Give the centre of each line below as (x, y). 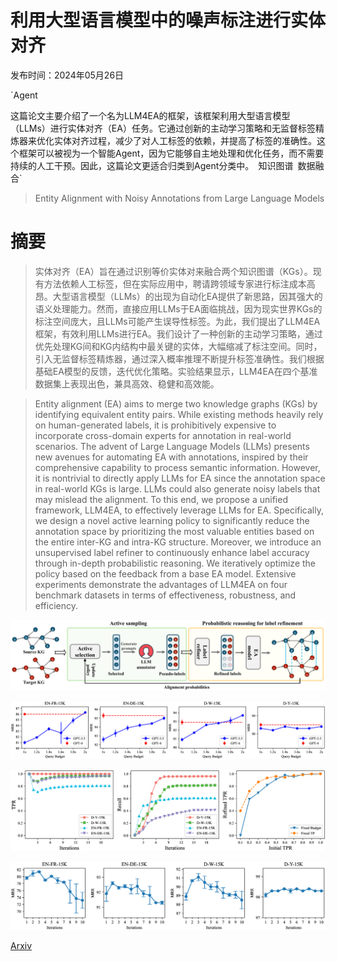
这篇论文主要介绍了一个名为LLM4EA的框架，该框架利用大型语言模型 (150, 115)
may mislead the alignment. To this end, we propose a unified (161, 499)
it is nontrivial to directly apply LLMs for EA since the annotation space (180, 478)
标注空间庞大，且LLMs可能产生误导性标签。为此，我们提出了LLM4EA (177, 321)
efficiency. (56, 605)
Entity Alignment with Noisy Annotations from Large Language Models (179, 198)
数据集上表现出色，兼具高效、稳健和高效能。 (127, 383)
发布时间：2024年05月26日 (67, 75)
